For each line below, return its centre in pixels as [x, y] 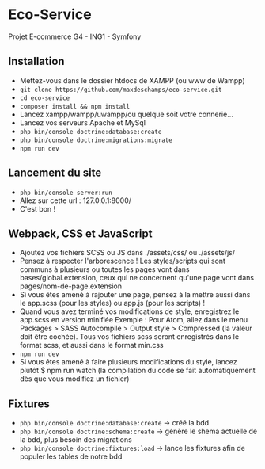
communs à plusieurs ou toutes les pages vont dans [104, 269]
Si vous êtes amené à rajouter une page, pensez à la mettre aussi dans [135, 295]
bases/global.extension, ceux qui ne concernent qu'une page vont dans [137, 278]
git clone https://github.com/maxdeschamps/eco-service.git [121, 90]
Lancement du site [55, 173]
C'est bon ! [38, 208]
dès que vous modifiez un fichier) [74, 379]
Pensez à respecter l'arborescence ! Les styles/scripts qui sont [122, 261]
